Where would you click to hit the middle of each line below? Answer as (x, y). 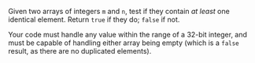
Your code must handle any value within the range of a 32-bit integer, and (128, 35)
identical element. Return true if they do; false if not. (94, 19)
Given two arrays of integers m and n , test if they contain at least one (119, 11)
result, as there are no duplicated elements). (80, 51)
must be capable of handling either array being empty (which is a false (124, 43)
